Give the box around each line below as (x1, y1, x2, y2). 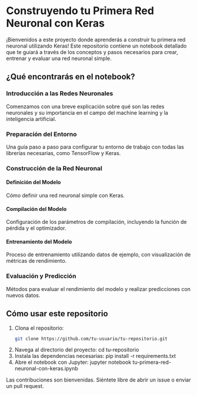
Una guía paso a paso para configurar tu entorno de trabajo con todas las (6, 143, 184, 150)
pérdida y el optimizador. (6, 225, 66, 232)
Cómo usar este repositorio (6, 309, 108, 319)
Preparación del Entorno (6, 130, 78, 138)
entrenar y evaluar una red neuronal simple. (6, 55, 112, 62)
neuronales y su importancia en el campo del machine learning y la (6, 109, 169, 116)
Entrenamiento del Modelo (6, 238, 72, 245)
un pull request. (6, 383, 44, 390)
